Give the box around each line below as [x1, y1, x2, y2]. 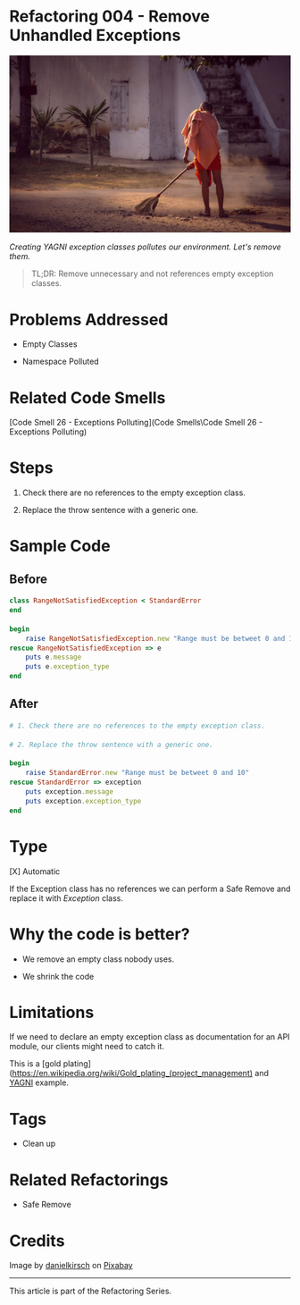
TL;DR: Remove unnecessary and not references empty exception [30, 268, 274, 279]
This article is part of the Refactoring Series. [9, 1285, 172, 1297]
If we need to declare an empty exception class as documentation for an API [9, 1031, 290, 1042]
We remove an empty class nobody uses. [21, 954, 175, 964]
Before [9, 571, 47, 586]
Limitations [9, 1002, 95, 1023]
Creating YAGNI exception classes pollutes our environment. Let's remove [9, 241, 281, 252]
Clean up [21, 1138, 56, 1149]
